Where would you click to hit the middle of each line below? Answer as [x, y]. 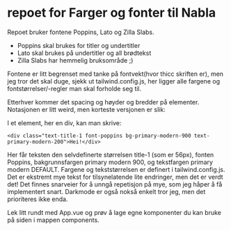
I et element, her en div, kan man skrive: [64, 122]
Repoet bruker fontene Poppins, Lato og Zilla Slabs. [81, 32]
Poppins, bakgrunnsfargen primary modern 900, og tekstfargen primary [110, 162]
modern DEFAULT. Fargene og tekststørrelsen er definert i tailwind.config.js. [116, 169]
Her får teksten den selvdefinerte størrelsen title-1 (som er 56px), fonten [111, 154]
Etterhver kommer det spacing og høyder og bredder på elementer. [103, 102]
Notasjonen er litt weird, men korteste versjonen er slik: [86, 109]
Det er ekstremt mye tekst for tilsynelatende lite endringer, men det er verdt [115, 177]
